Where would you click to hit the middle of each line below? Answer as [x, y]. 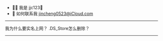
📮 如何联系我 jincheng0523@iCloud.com [52, 14]
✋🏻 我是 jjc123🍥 [27, 7]
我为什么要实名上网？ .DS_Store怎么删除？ [47, 28]
